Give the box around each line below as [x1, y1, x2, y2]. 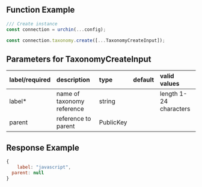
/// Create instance [6, 21, 58, 27]
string [99, 97, 116, 106]
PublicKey [99, 118, 127, 127]
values [159, 80, 180, 88]
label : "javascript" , [17, 164, 71, 170]
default [133, 75, 155, 84]
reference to [56, 115, 91, 123]
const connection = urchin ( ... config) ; [6, 27, 106, 33]
